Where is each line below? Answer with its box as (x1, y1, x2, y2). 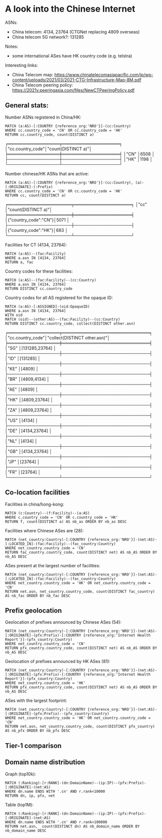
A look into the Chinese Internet (5, 3, 135, 15)
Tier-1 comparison (5, 741, 62, 750)
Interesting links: (5, 62, 38, 68)
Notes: (5, 43, 18, 49)
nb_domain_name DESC (5, 828, 47, 833)
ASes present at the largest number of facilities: (5, 562, 100, 568)
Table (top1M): (5, 802, 34, 807)
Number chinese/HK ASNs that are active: (5, 171, 89, 176)
